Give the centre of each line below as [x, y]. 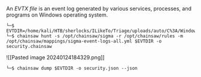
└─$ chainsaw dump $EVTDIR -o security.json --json [72, 68]
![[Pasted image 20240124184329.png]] [55, 57]
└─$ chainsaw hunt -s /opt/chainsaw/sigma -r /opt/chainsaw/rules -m [95, 36]
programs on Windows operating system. [57, 15]
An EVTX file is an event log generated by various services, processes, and [99, 9]
